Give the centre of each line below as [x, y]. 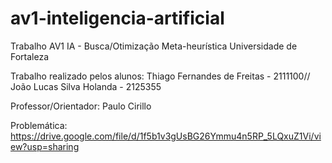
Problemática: [39, 125]
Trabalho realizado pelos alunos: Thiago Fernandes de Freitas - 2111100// [160, 76]
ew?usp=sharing [45, 146]
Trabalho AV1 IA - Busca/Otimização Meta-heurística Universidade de [154, 46]
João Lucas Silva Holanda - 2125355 [86, 86]
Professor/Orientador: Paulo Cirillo [81, 106]
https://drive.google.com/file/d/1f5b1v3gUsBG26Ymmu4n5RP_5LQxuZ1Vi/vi [166, 136]
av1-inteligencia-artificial [117, 18]
